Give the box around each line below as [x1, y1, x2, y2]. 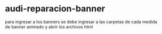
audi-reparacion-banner [5, 3, 105, 14]
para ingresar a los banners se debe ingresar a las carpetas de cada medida [5, 19, 158, 25]
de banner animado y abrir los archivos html [5, 24, 93, 29]
